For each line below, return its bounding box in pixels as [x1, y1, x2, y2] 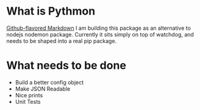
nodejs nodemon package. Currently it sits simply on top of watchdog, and [6, 30, 194, 38]
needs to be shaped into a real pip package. [6, 37, 117, 44]
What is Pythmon [6, 4, 96, 18]
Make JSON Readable [15, 85, 71, 92]
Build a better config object [15, 78, 84, 86]
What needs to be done [6, 59, 127, 72]
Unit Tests [15, 98, 41, 105]
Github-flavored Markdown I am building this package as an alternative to [6, 24, 191, 32]
